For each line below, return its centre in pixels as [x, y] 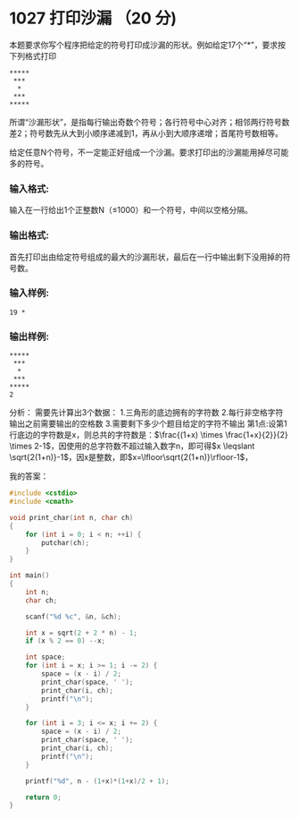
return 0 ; [44, 797]
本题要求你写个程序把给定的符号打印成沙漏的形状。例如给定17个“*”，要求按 [147, 45]
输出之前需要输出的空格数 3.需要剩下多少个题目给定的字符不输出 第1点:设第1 [148, 424]
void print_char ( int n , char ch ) [71, 517]
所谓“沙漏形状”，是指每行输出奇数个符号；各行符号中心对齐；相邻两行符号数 [149, 122]
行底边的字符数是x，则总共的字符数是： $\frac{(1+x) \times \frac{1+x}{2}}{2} [149, 435]
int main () [29, 575]
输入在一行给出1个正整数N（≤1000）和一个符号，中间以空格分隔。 [131, 210]
